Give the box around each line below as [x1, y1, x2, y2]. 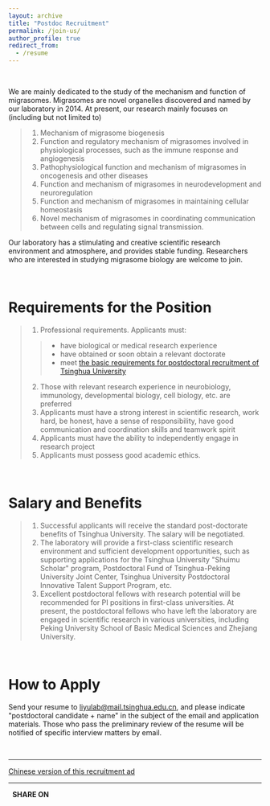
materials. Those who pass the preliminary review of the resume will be [8, 719, 244, 729]
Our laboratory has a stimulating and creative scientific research [8, 238, 221, 247]
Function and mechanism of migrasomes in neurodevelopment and [39, 179, 262, 189]
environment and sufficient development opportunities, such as [39, 546, 251, 556]
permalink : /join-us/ [8, 27, 81, 35]
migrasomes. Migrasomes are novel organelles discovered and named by [8, 96, 252, 105]
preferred [39, 399, 72, 409]
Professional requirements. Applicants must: [39, 325, 187, 335]
